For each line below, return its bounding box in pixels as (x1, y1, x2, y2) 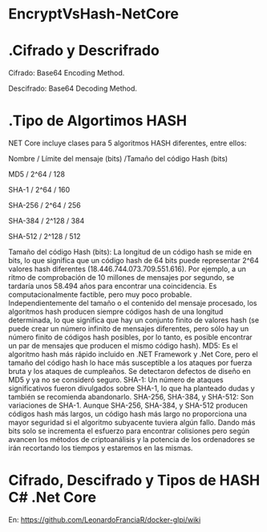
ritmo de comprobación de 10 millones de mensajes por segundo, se (8, 273, 235, 282)
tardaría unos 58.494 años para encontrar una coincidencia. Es (8, 282, 217, 291)
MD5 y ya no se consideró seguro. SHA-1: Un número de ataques (8, 375, 224, 385)
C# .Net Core (8, 489, 97, 506)
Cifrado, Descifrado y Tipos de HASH (8, 471, 261, 489)
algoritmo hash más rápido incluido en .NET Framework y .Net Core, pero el (8, 350, 258, 359)
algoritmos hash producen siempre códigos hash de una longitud (8, 307, 224, 317)
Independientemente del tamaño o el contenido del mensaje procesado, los (8, 298, 258, 308)
